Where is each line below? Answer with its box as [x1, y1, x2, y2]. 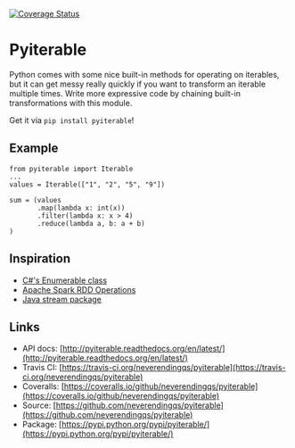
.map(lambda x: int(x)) [37, 203, 126, 212]
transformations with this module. [9, 97, 133, 108]
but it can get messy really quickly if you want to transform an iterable [9, 79, 266, 89]
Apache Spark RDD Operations [21, 284, 136, 295]
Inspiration [9, 251, 71, 267]
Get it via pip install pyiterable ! [9, 114, 135, 125]
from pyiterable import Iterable [9, 164, 134, 173]
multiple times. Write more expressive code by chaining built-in [9, 87, 241, 98]
